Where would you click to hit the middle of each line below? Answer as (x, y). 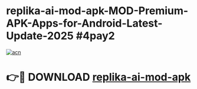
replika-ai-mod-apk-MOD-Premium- (97, 11)
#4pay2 (95, 36)
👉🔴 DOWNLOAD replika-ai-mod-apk (98, 77)
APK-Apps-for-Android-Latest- (84, 23)
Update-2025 (40, 36)
